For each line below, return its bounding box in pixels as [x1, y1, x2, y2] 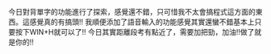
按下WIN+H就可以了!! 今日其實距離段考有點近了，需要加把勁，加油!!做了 [15, 27, 255, 36]
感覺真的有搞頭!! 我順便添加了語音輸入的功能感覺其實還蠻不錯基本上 [29, 17, 255, 27]
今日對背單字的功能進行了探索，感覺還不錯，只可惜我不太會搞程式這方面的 [8, 7, 256, 16]
